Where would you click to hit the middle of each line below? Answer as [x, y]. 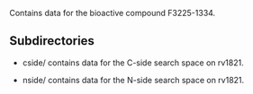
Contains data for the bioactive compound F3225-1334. [113, 13]
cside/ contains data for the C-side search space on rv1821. [133, 63]
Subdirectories [52, 41]
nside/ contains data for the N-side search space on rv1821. [133, 80]
